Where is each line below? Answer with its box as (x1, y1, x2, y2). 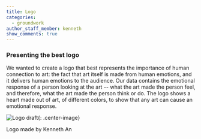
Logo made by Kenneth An (6, 126, 72, 133)
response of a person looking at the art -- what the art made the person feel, (6, 83, 196, 90)
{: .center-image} (38, 114, 80, 122)
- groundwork (11, 20, 44, 26)
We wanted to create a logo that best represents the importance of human (6, 64, 190, 72)
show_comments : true (6, 31, 58, 37)
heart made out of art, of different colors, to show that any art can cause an (6, 96, 193, 104)
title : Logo (6, 8, 36, 15)
